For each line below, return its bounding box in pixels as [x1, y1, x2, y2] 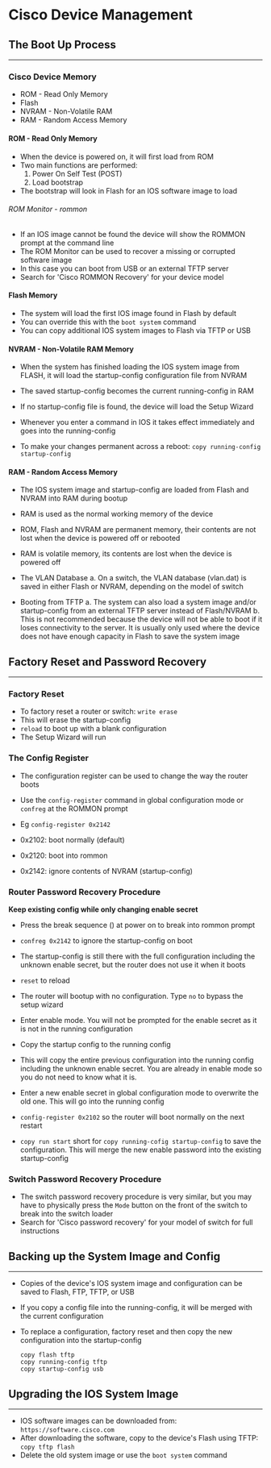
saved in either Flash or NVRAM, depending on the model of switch [19, 582, 244, 592]
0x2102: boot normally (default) [19, 834, 125, 844]
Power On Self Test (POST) [31, 168, 123, 178]
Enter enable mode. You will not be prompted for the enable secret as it [19, 1016, 257, 1025]
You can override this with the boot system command [19, 317, 197, 326]
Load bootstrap [31, 177, 83, 187]
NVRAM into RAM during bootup [19, 493, 128, 503]
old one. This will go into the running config [19, 1096, 165, 1106]
